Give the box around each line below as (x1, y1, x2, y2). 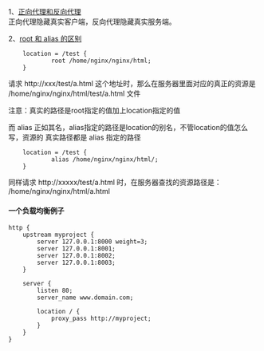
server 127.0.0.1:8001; (37, 245, 116, 253)
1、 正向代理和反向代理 (8, 7, 81, 16)
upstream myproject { (22, 231, 94, 239)
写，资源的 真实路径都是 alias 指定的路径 (8, 132, 141, 142)
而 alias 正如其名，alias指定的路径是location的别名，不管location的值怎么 (8, 123, 249, 132)
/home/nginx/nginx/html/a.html (8, 187, 110, 195)
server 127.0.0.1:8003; (37, 258, 116, 267)
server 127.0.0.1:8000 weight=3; (37, 238, 148, 246)
